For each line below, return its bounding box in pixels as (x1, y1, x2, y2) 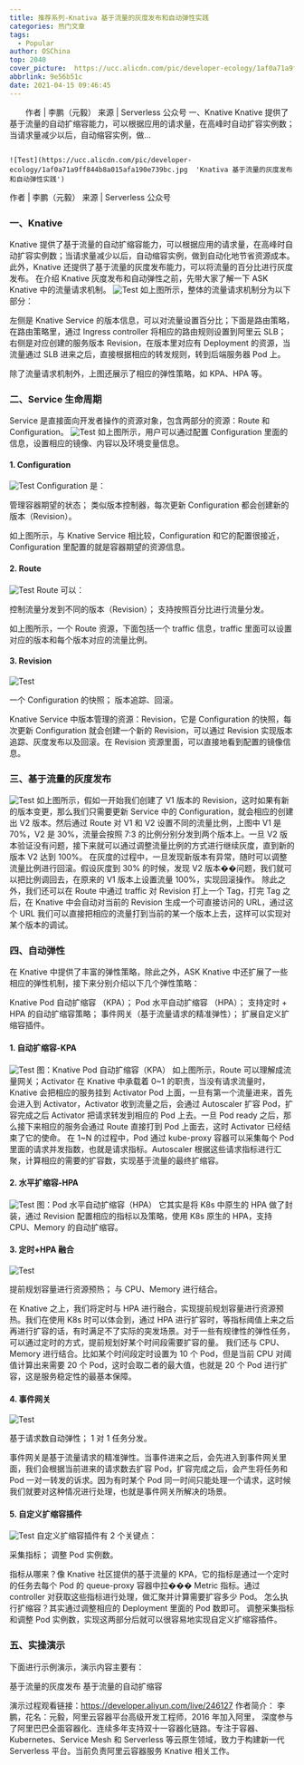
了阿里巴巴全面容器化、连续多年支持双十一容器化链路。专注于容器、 (9, 1722, 263, 1733)
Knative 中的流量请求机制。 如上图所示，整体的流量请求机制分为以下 (9, 284, 291, 295)
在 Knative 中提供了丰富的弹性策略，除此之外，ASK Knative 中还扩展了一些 (9, 966, 289, 977)
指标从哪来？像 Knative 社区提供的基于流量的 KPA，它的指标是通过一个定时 (9, 1569, 290, 1580)
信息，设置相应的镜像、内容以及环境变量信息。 (9, 438, 184, 449)
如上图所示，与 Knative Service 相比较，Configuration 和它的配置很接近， (9, 530, 285, 541)
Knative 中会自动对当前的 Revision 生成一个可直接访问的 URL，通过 (34, 897, 286, 907)
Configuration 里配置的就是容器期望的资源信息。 (9, 541, 190, 553)
